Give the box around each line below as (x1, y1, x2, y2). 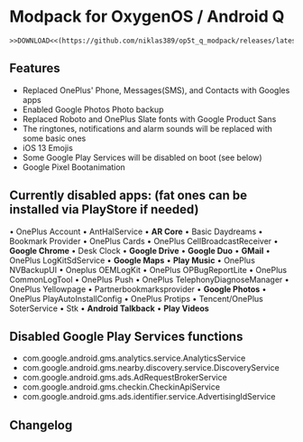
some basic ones (22, 133, 87, 144)
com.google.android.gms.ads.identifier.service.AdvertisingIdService (22, 391, 276, 402)
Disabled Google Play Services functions (9, 328, 243, 344)
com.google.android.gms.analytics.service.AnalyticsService (22, 353, 246, 363)
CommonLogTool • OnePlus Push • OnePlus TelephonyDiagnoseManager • (9, 274, 290, 285)
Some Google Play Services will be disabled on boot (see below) (22, 152, 263, 163)
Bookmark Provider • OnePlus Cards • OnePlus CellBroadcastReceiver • (9, 235, 279, 246)
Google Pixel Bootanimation (22, 161, 126, 173)
